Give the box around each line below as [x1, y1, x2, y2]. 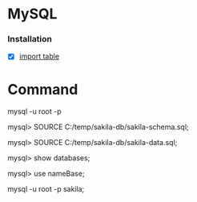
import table [18, 51, 60, 61]
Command [7, 80, 78, 99]
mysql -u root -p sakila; [7, 184, 85, 194]
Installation [7, 34, 53, 45]
